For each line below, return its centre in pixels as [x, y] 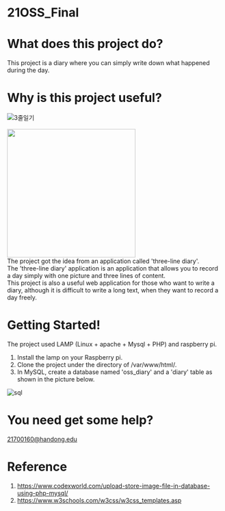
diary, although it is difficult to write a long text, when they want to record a [113, 290]
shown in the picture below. [56, 379]
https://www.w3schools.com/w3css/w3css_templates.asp [99, 500]
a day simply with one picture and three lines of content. [87, 276]
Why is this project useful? [84, 98]
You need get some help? [80, 420]
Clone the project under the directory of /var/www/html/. [97, 365]
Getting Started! [54, 325]
